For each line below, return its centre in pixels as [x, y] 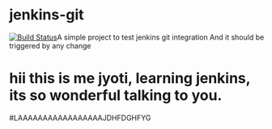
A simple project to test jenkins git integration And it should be [161, 37]
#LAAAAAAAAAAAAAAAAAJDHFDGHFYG [80, 118]
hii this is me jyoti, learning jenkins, [130, 79]
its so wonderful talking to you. [116, 96]
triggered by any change [50, 45]
